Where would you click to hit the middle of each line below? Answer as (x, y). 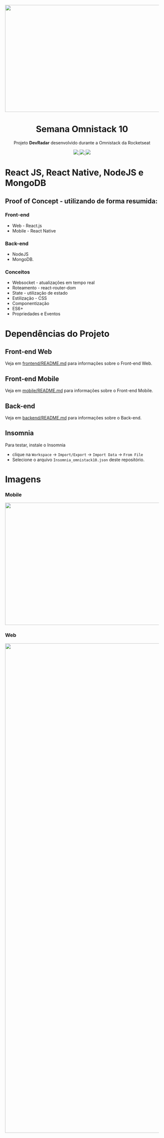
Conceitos (18, 272)
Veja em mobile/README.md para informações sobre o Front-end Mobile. (79, 391)
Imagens (23, 479)
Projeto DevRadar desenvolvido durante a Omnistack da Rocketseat (82, 142)
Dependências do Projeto (57, 334)
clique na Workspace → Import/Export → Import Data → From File (78, 454)
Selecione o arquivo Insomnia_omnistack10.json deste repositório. (78, 460)
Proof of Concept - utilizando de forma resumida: (81, 201)
